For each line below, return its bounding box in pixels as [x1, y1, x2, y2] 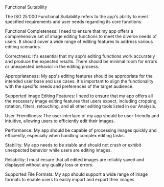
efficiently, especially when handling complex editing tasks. [5, 133, 125, 138]
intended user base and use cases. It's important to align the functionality [5, 78, 154, 84]
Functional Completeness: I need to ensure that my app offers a [5, 28, 134, 34]
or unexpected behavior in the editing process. [5, 63, 99, 69]
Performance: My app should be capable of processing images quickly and [5, 127, 157, 133]
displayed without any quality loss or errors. [5, 162, 94, 167]
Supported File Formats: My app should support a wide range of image [5, 171, 148, 177]
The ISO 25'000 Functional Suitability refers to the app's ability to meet [5, 14, 148, 19]
